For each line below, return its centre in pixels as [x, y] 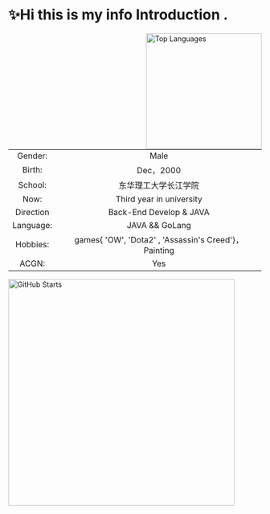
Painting [159, 250]
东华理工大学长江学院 [159, 185]
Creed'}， [225, 239]
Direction [32, 212]
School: [32, 184]
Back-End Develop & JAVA [159, 212]
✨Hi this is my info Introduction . [119, 15]
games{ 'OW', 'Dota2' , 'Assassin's [139, 239]
